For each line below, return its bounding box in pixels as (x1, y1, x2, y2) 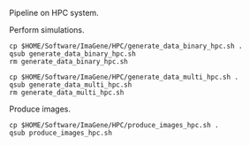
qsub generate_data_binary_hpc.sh (9, 50, 137, 58)
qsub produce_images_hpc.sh (9, 128, 113, 137)
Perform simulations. (9, 25, 86, 35)
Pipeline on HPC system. (9, 8, 99, 18)
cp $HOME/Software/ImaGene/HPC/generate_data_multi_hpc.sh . (9, 73, 239, 81)
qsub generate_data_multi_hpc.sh (9, 81, 132, 89)
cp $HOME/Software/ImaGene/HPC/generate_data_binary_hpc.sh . (9, 42, 243, 50)
